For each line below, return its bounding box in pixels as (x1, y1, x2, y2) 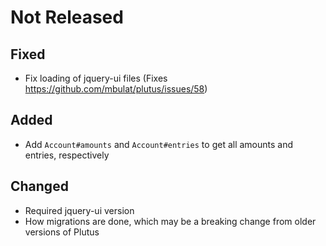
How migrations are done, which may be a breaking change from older (24, 215, 317, 227)
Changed (10, 178, 69, 195)
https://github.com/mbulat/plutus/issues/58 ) (24, 83, 208, 95)
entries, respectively (24, 149, 110, 161)
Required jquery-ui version (24, 204, 135, 216)
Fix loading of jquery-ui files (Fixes (24, 72, 168, 84)
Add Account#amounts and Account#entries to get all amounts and (24, 138, 294, 150)
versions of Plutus (24, 226, 100, 238)
